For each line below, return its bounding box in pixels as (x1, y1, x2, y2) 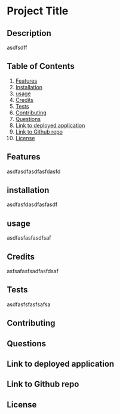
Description (7, 28, 51, 38)
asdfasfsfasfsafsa (7, 301, 51, 308)
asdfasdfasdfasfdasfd (7, 168, 61, 175)
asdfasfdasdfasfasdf (7, 201, 58, 208)
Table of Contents (7, 61, 75, 71)
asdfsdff (7, 44, 27, 51)
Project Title (7, 4, 69, 18)
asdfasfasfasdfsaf (7, 234, 51, 241)
